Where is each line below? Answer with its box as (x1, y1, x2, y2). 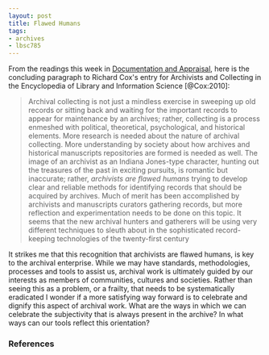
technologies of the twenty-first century (56, 234, 189, 244)
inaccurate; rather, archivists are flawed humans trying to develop (27, 174, 248, 184)
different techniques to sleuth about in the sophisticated (27, 225, 214, 235)
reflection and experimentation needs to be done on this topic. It (27, 208, 242, 218)
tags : (8, 27, 27, 35)
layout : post (8, 11, 52, 20)
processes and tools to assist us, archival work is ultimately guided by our (8, 267, 254, 277)
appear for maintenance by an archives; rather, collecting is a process (27, 114, 260, 123)
